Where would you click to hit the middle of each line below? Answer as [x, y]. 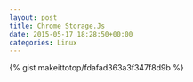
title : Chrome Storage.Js [57, 26]
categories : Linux [43, 42]
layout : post [33, 17]
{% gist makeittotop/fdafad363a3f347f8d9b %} [96, 68]
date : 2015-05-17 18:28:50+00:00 [71, 34]
